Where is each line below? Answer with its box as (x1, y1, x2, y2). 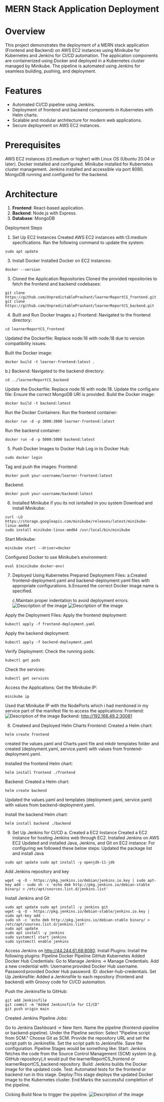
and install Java (12, 850, 44, 856)
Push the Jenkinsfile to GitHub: (5, 988, 68, 994)
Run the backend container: (5, 427, 61, 433)
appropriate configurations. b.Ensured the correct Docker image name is (12, 582, 159, 588)
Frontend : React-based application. (12, 205, 85, 210)
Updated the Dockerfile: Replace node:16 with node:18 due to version (5, 335, 145, 341)
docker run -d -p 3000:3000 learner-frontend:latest (5, 419, 115, 424)
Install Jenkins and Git (5, 895, 50, 901)
